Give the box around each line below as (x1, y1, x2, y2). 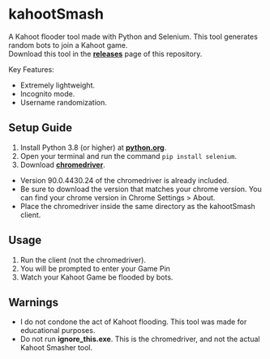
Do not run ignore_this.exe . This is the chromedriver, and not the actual (19, 334, 260, 344)
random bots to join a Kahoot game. (8, 40, 128, 49)
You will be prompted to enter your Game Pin (19, 263, 170, 273)
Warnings (8, 295, 59, 309)
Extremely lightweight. (19, 80, 96, 90)
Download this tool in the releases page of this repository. (8, 49, 203, 58)
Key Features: (8, 64, 54, 74)
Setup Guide (8, 121, 73, 135)
